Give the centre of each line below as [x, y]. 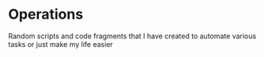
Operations [46, 14]
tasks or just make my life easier [60, 44]
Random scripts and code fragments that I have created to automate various [132, 36]
